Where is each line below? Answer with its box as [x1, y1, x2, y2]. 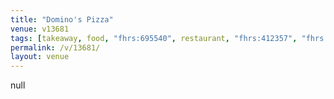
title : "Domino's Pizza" [10, 14, 114, 25]
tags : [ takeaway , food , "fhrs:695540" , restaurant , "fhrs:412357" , [10, 33, 298, 43]
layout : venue [10, 52, 70, 62]
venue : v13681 [10, 24, 70, 34]
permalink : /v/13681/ [10, 42, 101, 53]
